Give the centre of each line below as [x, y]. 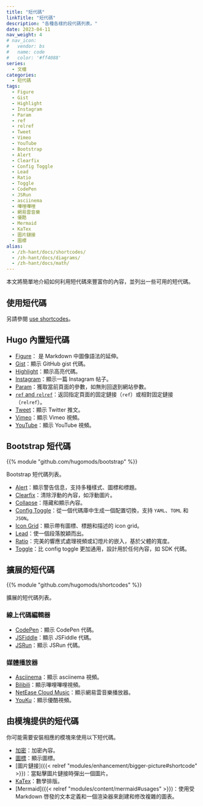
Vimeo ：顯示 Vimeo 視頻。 [49, 417]
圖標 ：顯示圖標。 [37, 758]
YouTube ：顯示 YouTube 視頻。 [55, 425]
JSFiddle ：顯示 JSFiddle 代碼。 [55, 637]
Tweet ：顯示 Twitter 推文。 [49, 410]
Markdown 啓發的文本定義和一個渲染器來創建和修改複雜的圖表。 [96, 796]
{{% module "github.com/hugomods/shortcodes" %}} [74, 585]
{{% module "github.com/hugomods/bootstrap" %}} [72, 461]
